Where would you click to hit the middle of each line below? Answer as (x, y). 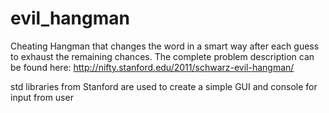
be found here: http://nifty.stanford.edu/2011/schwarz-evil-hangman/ (152, 67)
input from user (42, 97)
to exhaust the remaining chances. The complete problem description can (162, 56)
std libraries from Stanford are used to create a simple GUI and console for (164, 86)
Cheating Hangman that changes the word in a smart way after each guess (165, 46)
